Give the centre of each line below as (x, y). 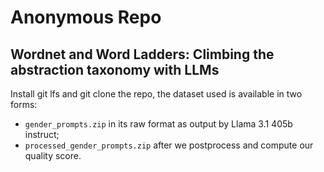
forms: (24, 104)
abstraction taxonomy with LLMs (115, 69)
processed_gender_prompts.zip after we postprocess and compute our (169, 145)
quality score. (53, 155)
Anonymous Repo (86, 17)
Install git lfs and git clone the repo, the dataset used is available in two (156, 94)
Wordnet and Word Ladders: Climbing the (142, 54)
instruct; (42, 134)
